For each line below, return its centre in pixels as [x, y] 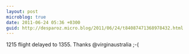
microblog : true [26, 17]
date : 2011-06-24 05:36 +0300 [43, 22]
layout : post [22, 11]
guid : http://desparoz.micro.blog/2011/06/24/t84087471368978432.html [95, 28]
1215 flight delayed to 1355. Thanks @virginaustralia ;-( [73, 45]
